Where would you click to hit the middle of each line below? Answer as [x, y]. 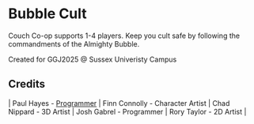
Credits [27, 84]
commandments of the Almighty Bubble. [74, 43]
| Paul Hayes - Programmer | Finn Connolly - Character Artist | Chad [119, 103]
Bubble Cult [47, 14]
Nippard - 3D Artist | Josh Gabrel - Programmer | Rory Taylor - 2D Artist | [127, 111]
